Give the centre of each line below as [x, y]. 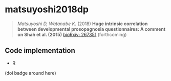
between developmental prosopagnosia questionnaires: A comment [91, 29]
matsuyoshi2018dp [47, 9]
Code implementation [40, 50]
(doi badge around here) [31, 73]
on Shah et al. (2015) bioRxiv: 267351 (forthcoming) [72, 34]
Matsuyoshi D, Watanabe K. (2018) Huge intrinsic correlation [82, 24]
